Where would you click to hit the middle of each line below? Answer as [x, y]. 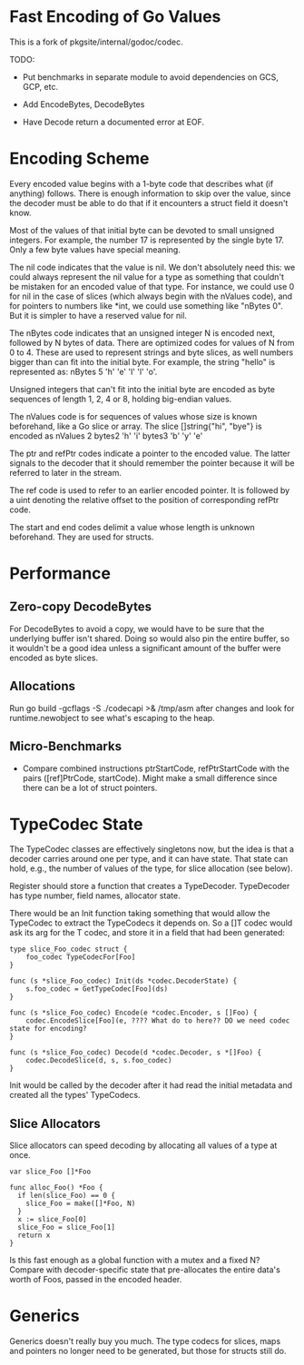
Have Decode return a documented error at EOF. [113, 122]
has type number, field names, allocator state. [95, 895]
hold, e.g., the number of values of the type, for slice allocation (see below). [151, 868]
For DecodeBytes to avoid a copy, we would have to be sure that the [137, 628]
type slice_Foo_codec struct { [69, 950]
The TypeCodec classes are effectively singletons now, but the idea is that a [152, 849]
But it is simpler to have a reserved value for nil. [98, 315]
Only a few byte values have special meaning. [95, 249]
